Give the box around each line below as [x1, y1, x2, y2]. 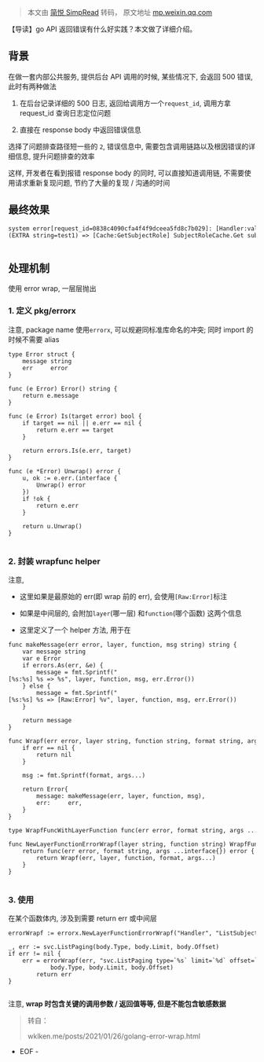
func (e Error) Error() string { [8, 384, 118, 392]
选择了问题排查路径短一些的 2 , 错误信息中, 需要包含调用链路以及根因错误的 [8, 141, 249, 151]
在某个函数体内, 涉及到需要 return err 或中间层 [8, 913, 157, 923]
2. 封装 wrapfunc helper [8, 556, 101, 567]
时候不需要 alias [8, 334, 60, 344]
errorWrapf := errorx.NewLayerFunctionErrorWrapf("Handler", [8, 929, 213, 938]
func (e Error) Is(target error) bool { [8, 412, 143, 420]
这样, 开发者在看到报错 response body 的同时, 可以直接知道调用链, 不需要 [8, 168, 245, 178]
